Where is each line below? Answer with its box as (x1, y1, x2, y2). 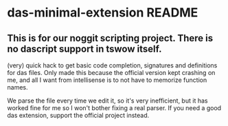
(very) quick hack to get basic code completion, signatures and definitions (7, 61, 218, 70)
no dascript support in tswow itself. (7, 43, 162, 54)
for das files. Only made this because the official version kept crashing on (7, 69, 216, 76)
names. (7, 83, 28, 91)
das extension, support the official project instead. (7, 112, 150, 119)
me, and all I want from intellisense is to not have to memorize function (7, 76, 207, 84)
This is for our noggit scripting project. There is (7, 32, 214, 44)
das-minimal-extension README (7, 5, 198, 21)
